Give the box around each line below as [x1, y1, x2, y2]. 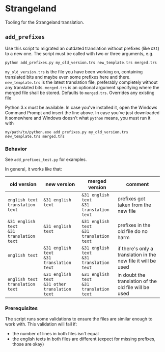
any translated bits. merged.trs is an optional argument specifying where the [5, 84, 160, 90]
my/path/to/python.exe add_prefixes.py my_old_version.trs [5, 129, 129, 134]
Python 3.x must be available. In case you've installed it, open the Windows [5, 104, 158, 110]
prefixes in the [117, 222, 151, 229]
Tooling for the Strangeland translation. [5, 19, 84, 25]
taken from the [117, 201, 151, 208]
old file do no [117, 228, 148, 235]
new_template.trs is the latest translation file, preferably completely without [5, 79, 158, 85]
